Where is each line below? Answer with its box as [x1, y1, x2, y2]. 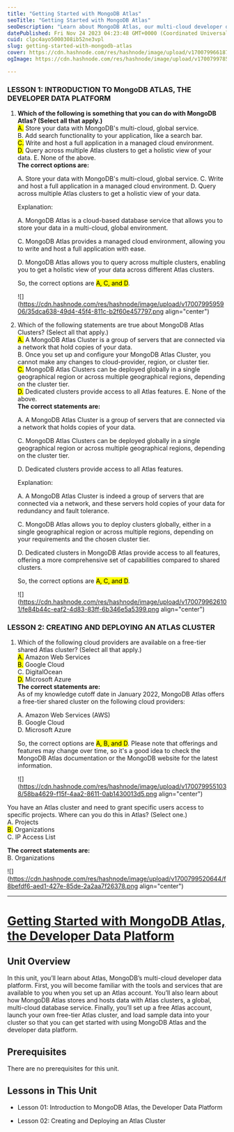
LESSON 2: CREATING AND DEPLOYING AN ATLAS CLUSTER [7, 622, 216, 632]
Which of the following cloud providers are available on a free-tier [17, 638, 207, 646]
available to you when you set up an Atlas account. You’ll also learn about [7, 988, 218, 997]
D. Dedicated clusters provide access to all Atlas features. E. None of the [17, 387, 226, 396]
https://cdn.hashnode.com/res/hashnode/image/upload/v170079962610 [19, 598, 227, 606]
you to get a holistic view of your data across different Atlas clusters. [17, 265, 214, 274]
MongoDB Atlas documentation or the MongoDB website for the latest [17, 754, 218, 763]
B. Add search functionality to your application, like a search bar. [17, 132, 203, 140]
